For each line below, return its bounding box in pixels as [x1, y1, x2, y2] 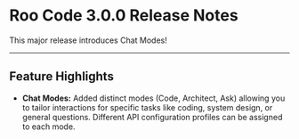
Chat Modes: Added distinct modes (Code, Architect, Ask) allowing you [21, 93, 286, 103]
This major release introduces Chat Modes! [9, 35, 167, 45]
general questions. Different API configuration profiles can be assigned [21, 111, 283, 122]
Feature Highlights [9, 69, 114, 85]
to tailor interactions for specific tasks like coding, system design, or [21, 102, 273, 112]
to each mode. [21, 121, 76, 132]
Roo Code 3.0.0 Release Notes [9, 5, 238, 26]
